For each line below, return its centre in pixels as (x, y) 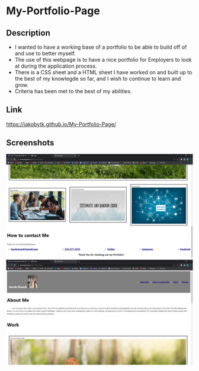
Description (28, 33)
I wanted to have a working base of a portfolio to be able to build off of (101, 47)
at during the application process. (56, 66)
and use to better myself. (45, 53)
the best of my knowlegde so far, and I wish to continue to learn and (98, 79)
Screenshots (30, 143)
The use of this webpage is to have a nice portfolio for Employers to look (103, 60)
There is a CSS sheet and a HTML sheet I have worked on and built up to (103, 72)
